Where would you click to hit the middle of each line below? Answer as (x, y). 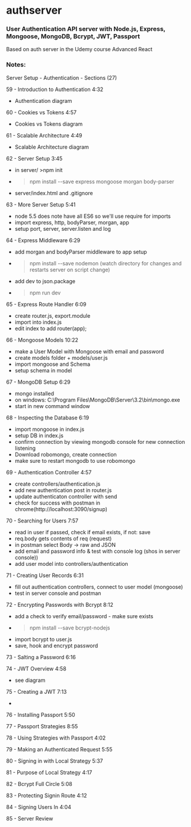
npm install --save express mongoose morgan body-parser (102, 181)
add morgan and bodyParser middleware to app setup (81, 252)
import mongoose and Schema (52, 364)
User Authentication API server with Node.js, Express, (86, 29)
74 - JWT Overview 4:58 (36, 668)
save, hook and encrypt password (56, 646)
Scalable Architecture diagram (52, 147)
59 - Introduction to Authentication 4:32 (55, 89)
